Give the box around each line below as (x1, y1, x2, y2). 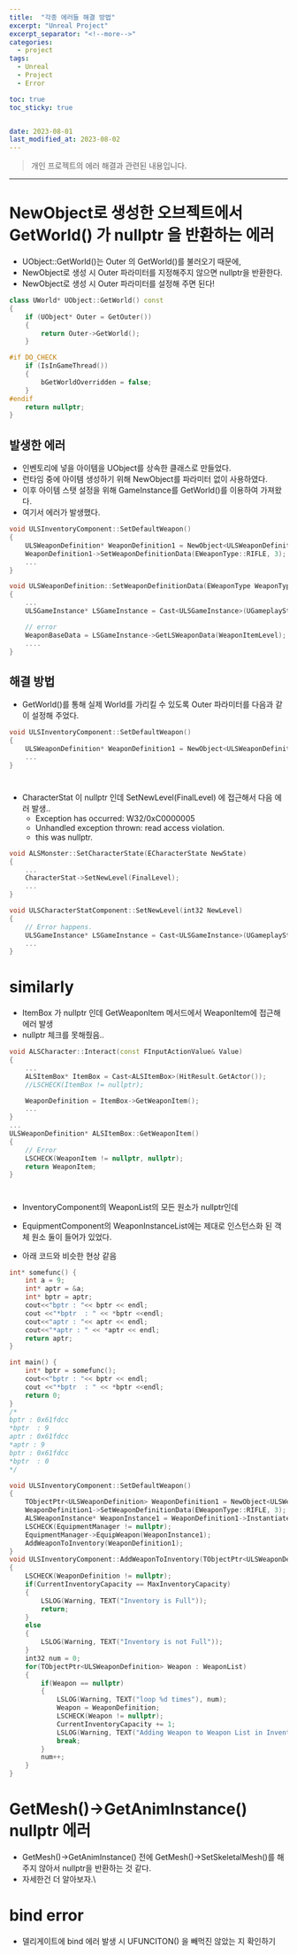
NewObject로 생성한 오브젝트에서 (9, 203, 243, 223)
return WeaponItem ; (25, 1162, 97, 1171)
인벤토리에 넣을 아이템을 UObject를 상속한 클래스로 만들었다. (21, 462, 232, 474)
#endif (9, 394, 34, 403)
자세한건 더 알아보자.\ (21, 1874, 96, 1884)
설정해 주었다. (31, 710, 80, 721)
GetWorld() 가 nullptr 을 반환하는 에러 (9, 225, 275, 245)
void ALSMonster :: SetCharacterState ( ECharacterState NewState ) (9, 849, 247, 857)
